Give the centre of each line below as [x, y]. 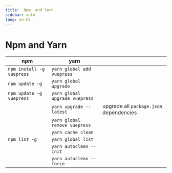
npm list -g [23, 139]
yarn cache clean [72, 133]
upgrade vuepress [72, 99]
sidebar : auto [20, 15]
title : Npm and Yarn [29, 10]
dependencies [120, 113]
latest [59, 112]
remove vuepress [71, 125]
